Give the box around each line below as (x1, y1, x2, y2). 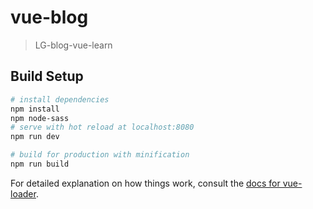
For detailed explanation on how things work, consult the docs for (10, 177, 281, 189)
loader (10, 187, 37, 200)
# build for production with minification (10, 150, 190, 160)
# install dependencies (10, 94, 110, 105)
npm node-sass (10, 113, 70, 123)
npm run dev (10, 132, 60, 142)
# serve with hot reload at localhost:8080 (10, 122, 195, 133)
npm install (10, 104, 60, 114)
